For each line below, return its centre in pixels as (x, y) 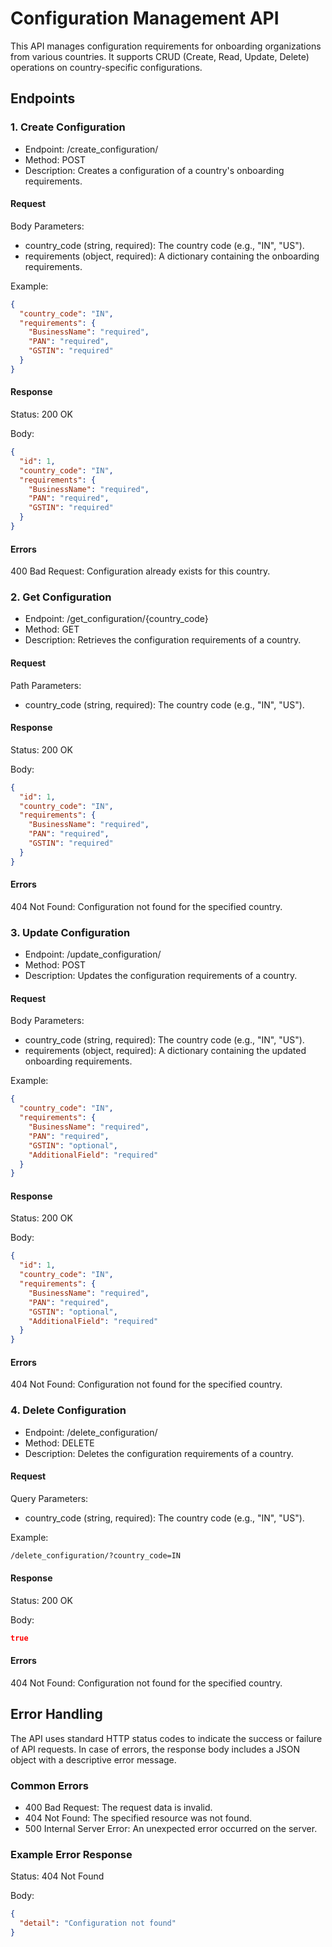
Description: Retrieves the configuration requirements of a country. (163, 640)
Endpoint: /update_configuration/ (93, 954)
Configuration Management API (145, 18)
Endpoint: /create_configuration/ (91, 149)
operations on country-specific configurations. (106, 67)
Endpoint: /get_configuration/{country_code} (116, 619)
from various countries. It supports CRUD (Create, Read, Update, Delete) (160, 56)
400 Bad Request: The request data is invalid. (118, 1808)
